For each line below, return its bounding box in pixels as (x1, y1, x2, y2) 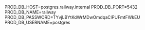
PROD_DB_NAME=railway (4, 9, 56, 15)
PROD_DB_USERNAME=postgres (4, 19, 71, 25)
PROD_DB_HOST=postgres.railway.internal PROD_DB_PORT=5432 (4, 4, 138, 10)
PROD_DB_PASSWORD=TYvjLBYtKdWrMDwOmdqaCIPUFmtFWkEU (4, 15, 141, 20)
